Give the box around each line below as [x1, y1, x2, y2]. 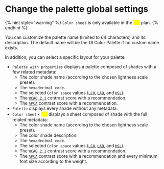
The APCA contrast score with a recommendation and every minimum [19, 153, 158, 159]
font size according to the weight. [19, 158, 87, 164]
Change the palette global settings [5, 3, 148, 15]
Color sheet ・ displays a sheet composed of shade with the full [12, 111, 148, 117]
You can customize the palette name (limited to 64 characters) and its [5, 34, 146, 40]
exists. [5, 45, 19, 50]
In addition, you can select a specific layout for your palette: [5, 54, 126, 60]
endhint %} [5, 24, 28, 30]
